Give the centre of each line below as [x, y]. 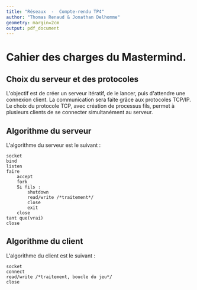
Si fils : [29, 187]
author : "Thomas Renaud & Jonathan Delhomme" [63, 17]
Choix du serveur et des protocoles [72, 79]
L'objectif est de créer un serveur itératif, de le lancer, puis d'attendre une [96, 94]
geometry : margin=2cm [33, 22]
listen [14, 166]
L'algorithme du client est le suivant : [51, 256]
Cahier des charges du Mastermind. [96, 57]
